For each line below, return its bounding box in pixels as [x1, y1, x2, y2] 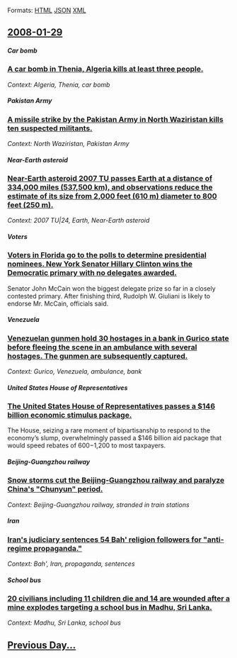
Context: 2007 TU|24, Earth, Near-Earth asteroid [7, 216, 150, 225]
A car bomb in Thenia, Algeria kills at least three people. [7, 64, 204, 74]
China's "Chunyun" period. [7, 484, 103, 494]
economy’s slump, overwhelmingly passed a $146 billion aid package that [7, 434, 222, 442]
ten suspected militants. [7, 123, 93, 133]
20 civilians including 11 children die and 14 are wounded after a [7, 593, 231, 603]
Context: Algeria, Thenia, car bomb [7, 80, 110, 89]
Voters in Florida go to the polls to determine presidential [7, 250, 207, 260]
